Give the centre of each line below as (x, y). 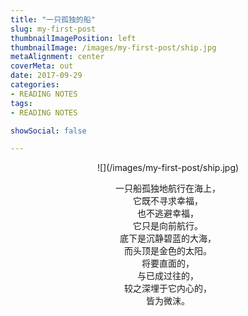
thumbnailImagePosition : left (73, 38)
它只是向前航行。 (168, 226)
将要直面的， (168, 263)
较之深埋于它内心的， (168, 288)
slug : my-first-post (53, 29)
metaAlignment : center (57, 57)
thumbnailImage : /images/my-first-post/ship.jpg (113, 47)
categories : (35, 85)
